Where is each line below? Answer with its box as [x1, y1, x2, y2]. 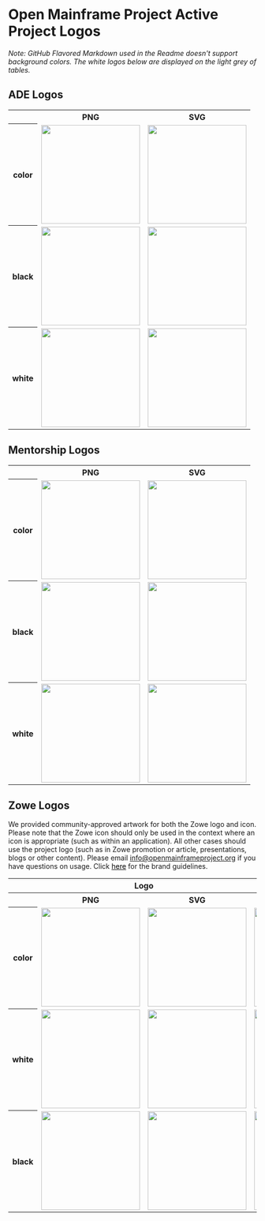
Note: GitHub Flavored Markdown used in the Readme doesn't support [8, 48, 238, 58]
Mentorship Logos [8, 444, 100, 457]
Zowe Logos [8, 798, 70, 812]
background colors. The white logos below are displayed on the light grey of [8, 57, 257, 66]
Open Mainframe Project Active [8, 6, 218, 24]
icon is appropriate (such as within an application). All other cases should [8, 836, 247, 846]
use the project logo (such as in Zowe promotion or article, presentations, [8, 845, 247, 855]
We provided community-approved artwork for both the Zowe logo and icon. [8, 820, 256, 829]
